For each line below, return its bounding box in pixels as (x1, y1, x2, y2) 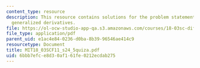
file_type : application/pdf (6, 31, 76, 37)
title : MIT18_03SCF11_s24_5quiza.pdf (6, 47, 100, 53)
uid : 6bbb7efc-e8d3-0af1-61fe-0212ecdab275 (6, 53, 116, 59)
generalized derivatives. (11, 20, 76, 25)
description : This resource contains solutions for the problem (6, 14, 169, 20)
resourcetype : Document (6, 42, 65, 48)
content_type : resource (6, 8, 65, 15)
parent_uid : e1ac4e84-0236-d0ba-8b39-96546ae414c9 (6, 36, 135, 42)
